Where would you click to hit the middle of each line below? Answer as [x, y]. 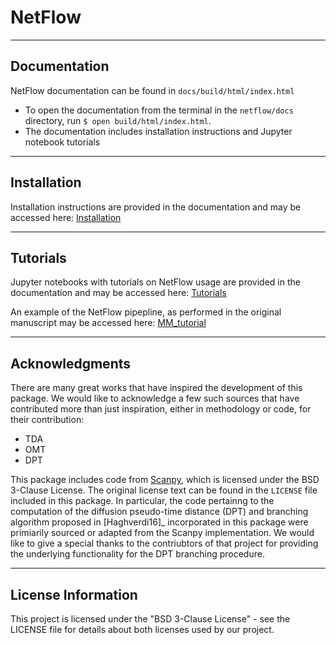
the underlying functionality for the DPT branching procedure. [137, 554]
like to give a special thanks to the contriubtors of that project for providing [164, 543]
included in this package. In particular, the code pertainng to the [142, 501]
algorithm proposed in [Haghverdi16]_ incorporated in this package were [159, 522]
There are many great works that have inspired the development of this [156, 388]
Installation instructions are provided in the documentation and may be [156, 207]
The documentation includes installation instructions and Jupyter [158, 131]
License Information [74, 594]
